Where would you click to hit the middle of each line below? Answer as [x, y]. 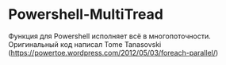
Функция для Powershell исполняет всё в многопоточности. [110, 36]
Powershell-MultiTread [86, 14]
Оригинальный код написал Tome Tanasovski [85, 44]
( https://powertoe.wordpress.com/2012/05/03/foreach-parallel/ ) [113, 52]
